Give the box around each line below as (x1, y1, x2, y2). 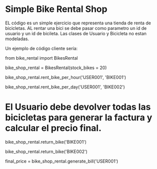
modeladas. (5, 36, 29, 42)
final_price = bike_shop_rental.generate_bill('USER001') (5, 158, 118, 164)
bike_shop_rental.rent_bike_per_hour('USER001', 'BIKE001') (5, 74, 127, 80)
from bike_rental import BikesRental (5, 55, 78, 61)
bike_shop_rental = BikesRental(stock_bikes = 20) (5, 65, 107, 71)
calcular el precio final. (5, 123, 102, 134)
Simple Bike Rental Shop (5, 3, 108, 15)
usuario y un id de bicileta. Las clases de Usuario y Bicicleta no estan (5, 30, 147, 36)
